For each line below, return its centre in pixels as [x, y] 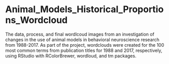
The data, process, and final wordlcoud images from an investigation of [80, 34]
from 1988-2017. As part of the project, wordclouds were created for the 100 [85, 45]
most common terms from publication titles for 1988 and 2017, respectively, [84, 50]
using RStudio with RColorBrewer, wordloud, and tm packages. [71, 56]
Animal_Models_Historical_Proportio [84, 9]
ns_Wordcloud [36, 20]
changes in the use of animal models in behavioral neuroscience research [82, 40]
